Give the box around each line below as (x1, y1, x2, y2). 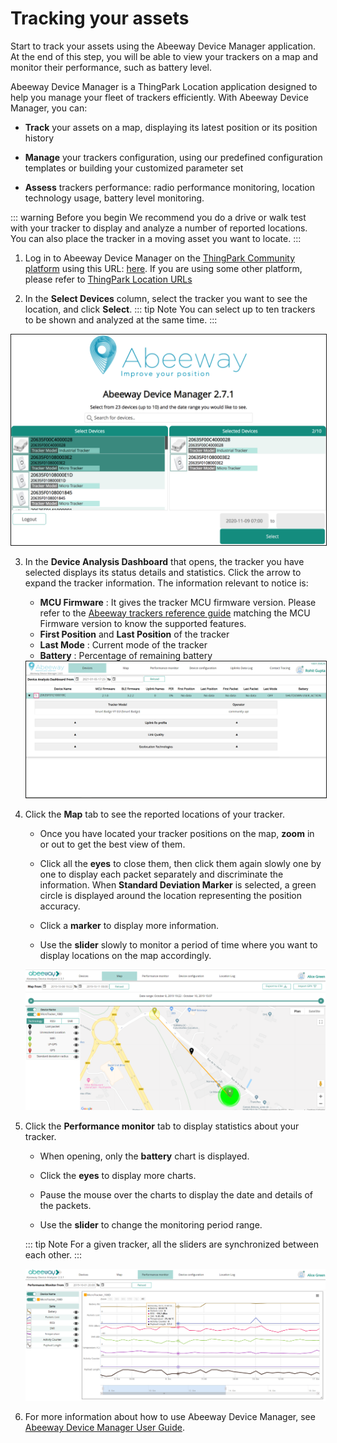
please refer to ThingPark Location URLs (24, 273, 193, 285)
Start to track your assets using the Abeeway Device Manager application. (10, 40, 317, 52)
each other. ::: (24, 1248, 83, 1261)
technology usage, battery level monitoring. (24, 192, 205, 204)
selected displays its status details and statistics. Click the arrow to (24, 566, 302, 578)
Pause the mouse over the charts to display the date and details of (39, 1188, 314, 1201)
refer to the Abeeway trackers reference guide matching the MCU (39, 607, 311, 619)
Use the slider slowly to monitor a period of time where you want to (39, 938, 318, 951)
